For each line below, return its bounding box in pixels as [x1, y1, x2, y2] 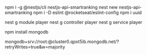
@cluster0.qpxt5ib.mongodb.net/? [48, 38, 119, 44]
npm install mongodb [5, 29, 49, 34]
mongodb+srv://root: [5, 38, 48, 44]
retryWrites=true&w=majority [5, 44, 65, 49]
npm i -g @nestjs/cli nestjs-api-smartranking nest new [5, 4, 118, 10]
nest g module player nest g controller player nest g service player [5, 19, 142, 25]
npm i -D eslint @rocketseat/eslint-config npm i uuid [33, 9, 142, 15]
